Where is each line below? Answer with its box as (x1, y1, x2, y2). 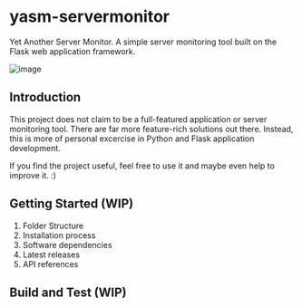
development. (9, 142, 61, 153)
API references (22, 258, 79, 269)
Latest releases (22, 249, 80, 260)
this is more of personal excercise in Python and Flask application (9, 133, 255, 144)
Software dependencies (22, 239, 112, 250)
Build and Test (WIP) (9, 284, 127, 300)
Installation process (22, 229, 96, 241)
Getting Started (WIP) (9, 197, 134, 212)
